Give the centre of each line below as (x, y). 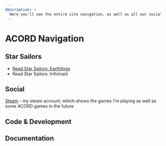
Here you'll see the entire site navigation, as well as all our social (86, 14)
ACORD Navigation (45, 39)
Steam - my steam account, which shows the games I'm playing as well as (81, 101)
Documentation (30, 138)
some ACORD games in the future (40, 106)
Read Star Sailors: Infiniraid (40, 74)
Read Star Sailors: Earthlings (41, 68)
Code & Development (38, 122)
